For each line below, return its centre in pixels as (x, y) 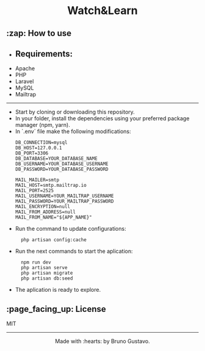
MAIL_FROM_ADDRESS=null (45, 212)
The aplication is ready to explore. (58, 290)
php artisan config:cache (54, 240)
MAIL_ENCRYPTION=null (42, 207)
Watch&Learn (103, 11)
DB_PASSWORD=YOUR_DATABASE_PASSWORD (62, 169)
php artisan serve (44, 268)
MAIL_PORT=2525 (34, 191)
